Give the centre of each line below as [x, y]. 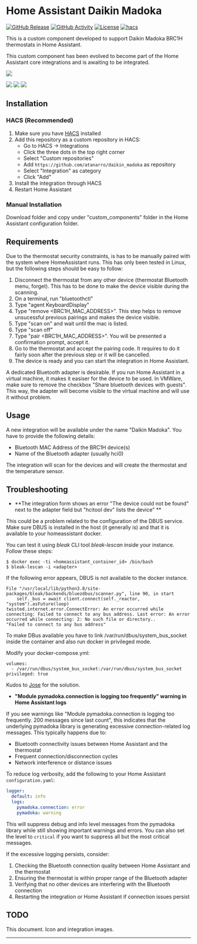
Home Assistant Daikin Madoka [84, 11]
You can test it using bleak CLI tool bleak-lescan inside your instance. [90, 545]
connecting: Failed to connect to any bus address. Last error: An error [98, 614]
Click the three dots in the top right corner [74, 152]
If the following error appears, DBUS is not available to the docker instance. [97, 578]
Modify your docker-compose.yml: [48, 653]
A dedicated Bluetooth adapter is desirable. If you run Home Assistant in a [95, 372]
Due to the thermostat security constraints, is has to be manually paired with [98, 256]
